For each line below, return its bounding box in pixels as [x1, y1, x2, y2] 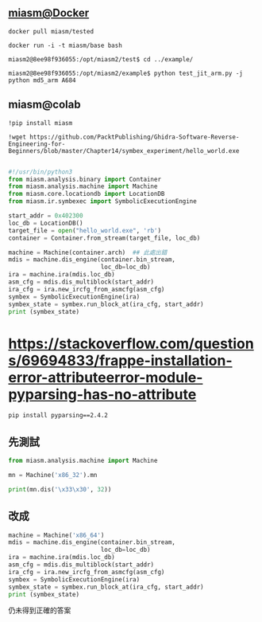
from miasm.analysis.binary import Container [8, 175, 161, 183]
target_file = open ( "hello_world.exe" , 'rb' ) [8, 226, 161, 234]
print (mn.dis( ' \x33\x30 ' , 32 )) [8, 485, 112, 493]
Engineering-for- [8, 139, 66, 148]
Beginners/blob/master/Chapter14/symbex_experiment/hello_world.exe [8, 147, 240, 155]
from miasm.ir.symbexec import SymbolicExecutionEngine [8, 198, 197, 205]
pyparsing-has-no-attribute [8, 385, 197, 403]
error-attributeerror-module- [8, 368, 203, 386]
